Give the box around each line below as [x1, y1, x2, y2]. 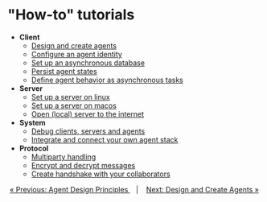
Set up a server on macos [31, 101, 117, 110]
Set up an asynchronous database [31, 58, 146, 68]
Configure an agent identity [31, 49, 122, 59]
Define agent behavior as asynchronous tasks [31, 75, 184, 85]
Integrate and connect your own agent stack [31, 134, 179, 144]
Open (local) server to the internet [31, 109, 145, 118]
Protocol [18, 143, 49, 153]
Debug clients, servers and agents [31, 126, 146, 136]
